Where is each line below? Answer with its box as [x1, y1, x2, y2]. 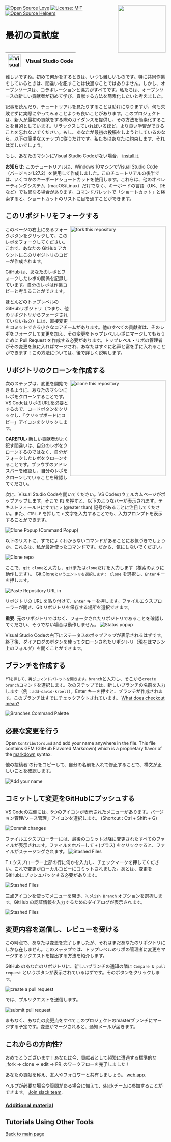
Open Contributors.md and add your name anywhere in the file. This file [5, 740, 156, 746]
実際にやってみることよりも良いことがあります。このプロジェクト [22, 110, 161, 116]
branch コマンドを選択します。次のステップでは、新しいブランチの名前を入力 [5, 682, 166, 688]
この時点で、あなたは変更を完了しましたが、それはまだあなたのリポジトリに [5, 939, 166, 945]
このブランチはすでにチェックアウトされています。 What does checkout [13, 695, 165, 701]
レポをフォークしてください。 [5, 239, 68, 245]
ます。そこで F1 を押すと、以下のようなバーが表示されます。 [32, 497, 159, 504]
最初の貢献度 [5, 30, 60, 41]
